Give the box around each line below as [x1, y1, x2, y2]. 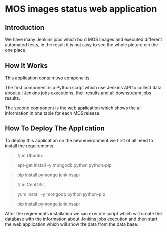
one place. [5, 47, 27, 53]
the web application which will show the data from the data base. [5, 221, 138, 227]
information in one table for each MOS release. [5, 110, 101, 116]
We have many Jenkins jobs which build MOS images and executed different [5, 36, 162, 42]
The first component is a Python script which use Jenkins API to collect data [5, 84, 162, 90]
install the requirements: [5, 143, 55, 149]
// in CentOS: [17, 181, 44, 187]
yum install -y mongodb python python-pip [17, 191, 106, 197]
